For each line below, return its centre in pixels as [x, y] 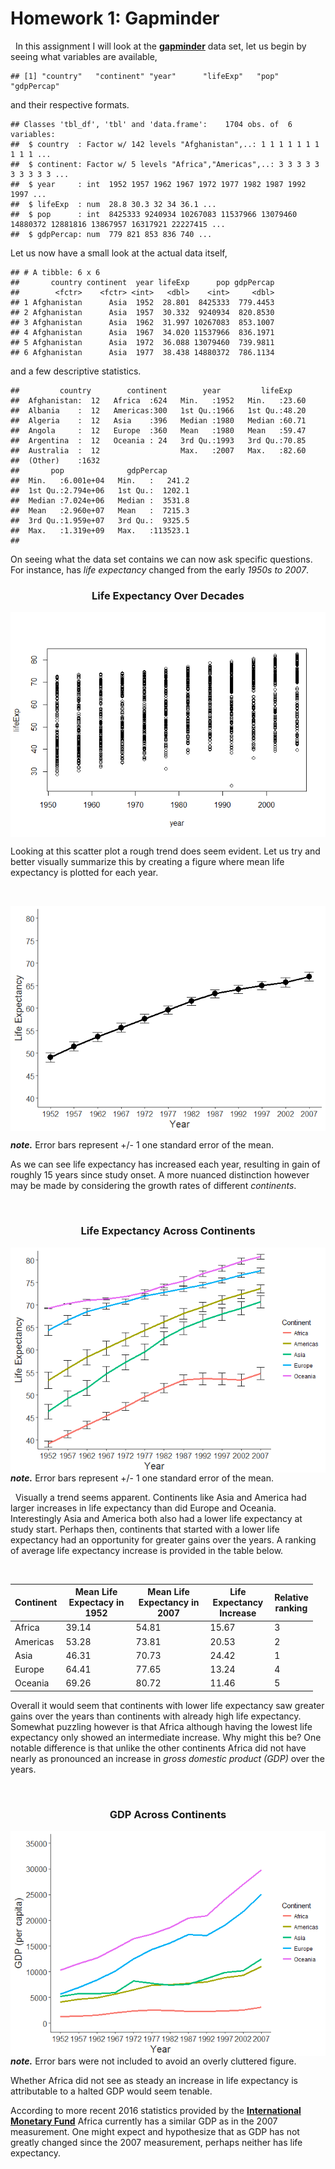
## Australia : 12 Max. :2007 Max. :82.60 [158, 450]
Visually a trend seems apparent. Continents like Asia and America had [160, 1497]
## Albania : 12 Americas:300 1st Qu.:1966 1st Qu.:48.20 [158, 410]
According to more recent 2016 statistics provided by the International [156, 2111]
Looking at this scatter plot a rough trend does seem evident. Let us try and [165, 851]
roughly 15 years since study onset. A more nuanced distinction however [160, 1175]
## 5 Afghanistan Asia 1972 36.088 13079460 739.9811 [142, 342]
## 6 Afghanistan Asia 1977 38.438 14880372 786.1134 [142, 352]
